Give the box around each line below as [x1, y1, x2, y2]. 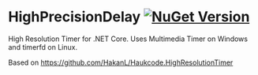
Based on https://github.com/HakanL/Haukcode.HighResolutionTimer [8, 58, 234, 67]
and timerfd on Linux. [8, 42, 77, 51]
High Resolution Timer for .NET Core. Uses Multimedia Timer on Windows [8, 34, 249, 43]
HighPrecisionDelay [8, 8, 141, 26]
